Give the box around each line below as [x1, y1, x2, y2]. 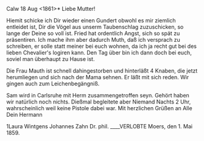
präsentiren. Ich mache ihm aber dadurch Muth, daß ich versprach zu [6, 36, 181, 43]
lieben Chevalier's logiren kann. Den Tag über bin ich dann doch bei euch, [6, 49, 192, 56]
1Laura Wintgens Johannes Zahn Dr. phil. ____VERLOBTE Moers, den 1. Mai [6, 123, 193, 130]
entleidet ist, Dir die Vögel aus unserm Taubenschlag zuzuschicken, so [6, 24, 184, 30]
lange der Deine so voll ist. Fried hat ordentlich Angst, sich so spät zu [6, 30, 180, 37]
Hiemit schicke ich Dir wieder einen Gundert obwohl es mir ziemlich [6, 17, 176, 24]
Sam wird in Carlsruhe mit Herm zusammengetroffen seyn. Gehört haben [6, 92, 190, 99]
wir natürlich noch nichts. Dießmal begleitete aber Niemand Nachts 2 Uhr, [6, 98, 191, 105]
